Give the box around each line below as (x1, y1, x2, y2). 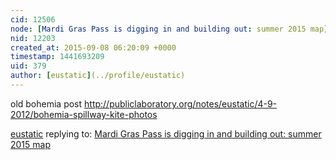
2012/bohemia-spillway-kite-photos (10, 108, 158, 120)
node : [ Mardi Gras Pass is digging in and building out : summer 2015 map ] (10, 24, 329, 34)
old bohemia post (10, 97, 83, 110)
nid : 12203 (10, 33, 56, 43)
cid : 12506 (10, 14, 56, 25)
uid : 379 (10, 61, 47, 71)
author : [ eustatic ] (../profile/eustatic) (10, 71, 186, 81)
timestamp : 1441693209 (10, 52, 105, 62)
